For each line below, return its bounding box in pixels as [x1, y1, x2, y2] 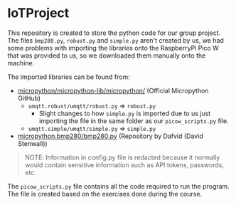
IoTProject [7, 5, 70, 21]
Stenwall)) [17, 139, 48, 147]
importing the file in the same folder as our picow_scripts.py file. [38, 116, 229, 125]
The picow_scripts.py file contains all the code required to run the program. [7, 182, 230, 190]
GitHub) [17, 94, 41, 102]
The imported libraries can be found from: [7, 73, 130, 81]
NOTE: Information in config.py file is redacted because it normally [24, 153, 220, 162]
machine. [7, 58, 35, 67]
